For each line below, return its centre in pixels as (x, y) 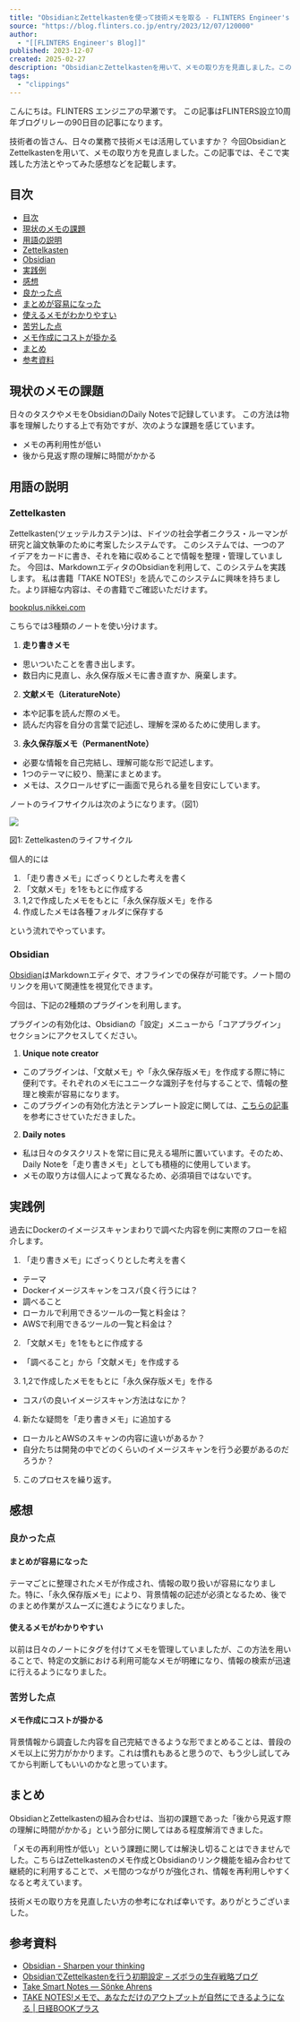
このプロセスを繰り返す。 (69, 1480)
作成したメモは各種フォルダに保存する (93, 912)
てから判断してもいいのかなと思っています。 (91, 1764)
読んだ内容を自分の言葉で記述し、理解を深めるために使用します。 (144, 724)
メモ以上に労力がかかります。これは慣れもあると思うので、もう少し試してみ (150, 1752)
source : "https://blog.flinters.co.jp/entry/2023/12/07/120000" (132, 26)
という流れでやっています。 (60, 930)
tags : (19, 76)
